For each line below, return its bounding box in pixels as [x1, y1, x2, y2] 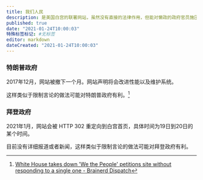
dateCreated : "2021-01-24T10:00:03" [6, 43, 98, 49]
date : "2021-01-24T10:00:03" [6, 25, 80, 32]
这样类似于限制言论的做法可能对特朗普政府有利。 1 [6, 90, 130, 98]
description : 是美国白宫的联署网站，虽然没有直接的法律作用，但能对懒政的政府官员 [6, 14, 190, 20]
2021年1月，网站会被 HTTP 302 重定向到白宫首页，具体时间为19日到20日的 [6, 123, 193, 130]
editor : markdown [6, 37, 50, 43]
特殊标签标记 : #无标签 [6, 31, 56, 37]
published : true [6, 20, 47, 26]
